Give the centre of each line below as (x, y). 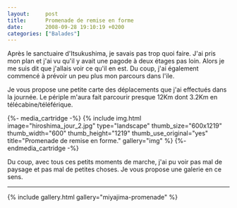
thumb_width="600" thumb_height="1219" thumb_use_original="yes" (108, 133)
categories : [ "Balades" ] (44, 33)
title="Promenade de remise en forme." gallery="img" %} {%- (97, 141)
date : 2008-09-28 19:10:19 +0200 (66, 27)
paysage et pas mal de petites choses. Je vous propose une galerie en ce (115, 169)
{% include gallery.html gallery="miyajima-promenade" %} (93, 197)
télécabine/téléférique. (40, 105)
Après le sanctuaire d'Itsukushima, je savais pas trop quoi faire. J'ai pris (112, 54)
